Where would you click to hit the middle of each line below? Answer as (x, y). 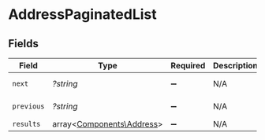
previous (28, 107)
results (26, 124)
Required (188, 66)
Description (235, 66)
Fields (24, 44)
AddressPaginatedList (82, 15)
